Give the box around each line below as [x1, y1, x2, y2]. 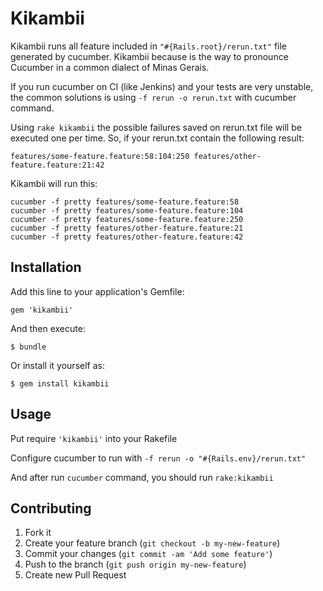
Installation [10, 259, 82, 276]
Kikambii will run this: [10, 177, 98, 189]
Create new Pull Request [24, 569, 127, 581]
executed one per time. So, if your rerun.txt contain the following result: [10, 132, 305, 144]
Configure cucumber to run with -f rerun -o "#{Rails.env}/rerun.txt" [10, 452, 307, 464]
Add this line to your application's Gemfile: [10, 285, 185, 297]
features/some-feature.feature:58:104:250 [10, 151, 190, 161]
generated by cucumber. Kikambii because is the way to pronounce [10, 50, 289, 62]
